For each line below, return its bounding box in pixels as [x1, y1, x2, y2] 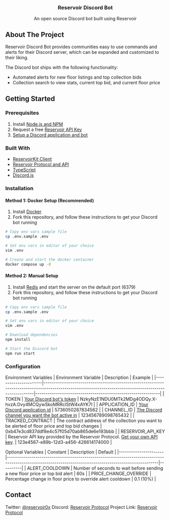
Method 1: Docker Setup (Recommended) [5, 197, 94, 203]
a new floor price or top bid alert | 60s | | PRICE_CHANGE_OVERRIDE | [5, 470, 151, 476]
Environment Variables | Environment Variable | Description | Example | [5, 374, 154, 380]
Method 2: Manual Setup [5, 273, 58, 279]
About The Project [5, 30, 64, 39]
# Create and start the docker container [5, 257, 94, 262]
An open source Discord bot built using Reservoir [33, 16, 137, 22]
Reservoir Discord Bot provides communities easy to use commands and [5, 44, 157, 50]
